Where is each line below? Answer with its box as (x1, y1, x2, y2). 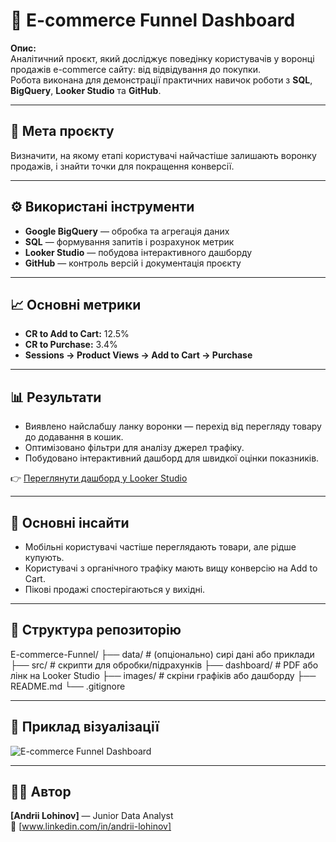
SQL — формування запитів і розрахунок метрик (24, 235, 235, 248)
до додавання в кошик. (24, 431, 124, 443)
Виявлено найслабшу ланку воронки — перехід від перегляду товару (24, 420, 322, 433)
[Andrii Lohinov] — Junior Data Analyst (10, 810, 174, 822)
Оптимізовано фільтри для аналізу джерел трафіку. (24, 442, 245, 454)
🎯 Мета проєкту (10, 123, 115, 140)
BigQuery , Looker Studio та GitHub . (10, 84, 162, 96)
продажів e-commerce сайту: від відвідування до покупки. (10, 63, 261, 75)
